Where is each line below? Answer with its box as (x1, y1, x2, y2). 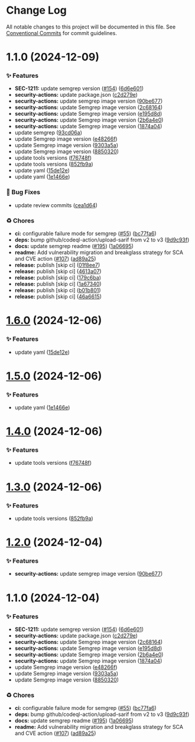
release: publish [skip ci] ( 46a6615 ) (14, 293, 102, 300)
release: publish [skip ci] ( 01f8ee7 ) (14, 262, 100, 269)
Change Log (6, 4, 67, 17)
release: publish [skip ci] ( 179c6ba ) (14, 274, 102, 281)
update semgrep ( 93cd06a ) (14, 129, 83, 137)
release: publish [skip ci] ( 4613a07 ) (14, 268, 102, 275)
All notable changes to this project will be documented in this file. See (6, 23, 176, 30)
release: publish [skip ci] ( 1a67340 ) (14, 280, 102, 288)
